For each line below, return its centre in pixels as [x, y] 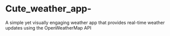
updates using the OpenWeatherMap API [48, 27]
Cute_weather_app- [48, 9]
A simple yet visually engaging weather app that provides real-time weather [85, 22]
